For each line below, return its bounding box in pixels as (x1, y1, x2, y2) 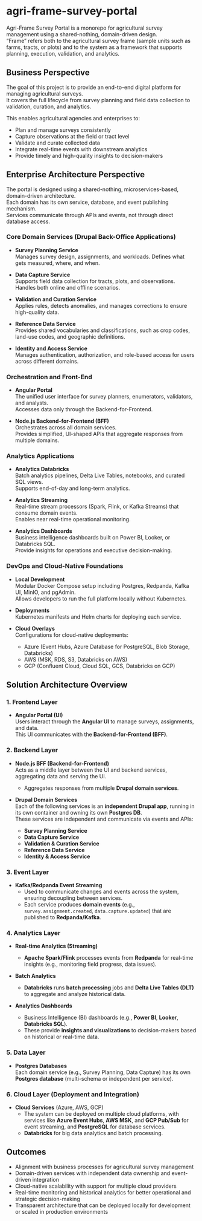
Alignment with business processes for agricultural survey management (14, 1163, 194, 1170)
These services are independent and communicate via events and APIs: (14, 815, 194, 822)
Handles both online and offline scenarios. (14, 284, 121, 291)
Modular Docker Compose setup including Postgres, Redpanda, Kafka (14, 582, 189, 589)
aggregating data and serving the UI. (14, 772, 107, 780)
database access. (6, 218, 50, 225)
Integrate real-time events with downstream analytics (14, 145, 148, 152)
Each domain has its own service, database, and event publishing (6, 198, 169, 206)
